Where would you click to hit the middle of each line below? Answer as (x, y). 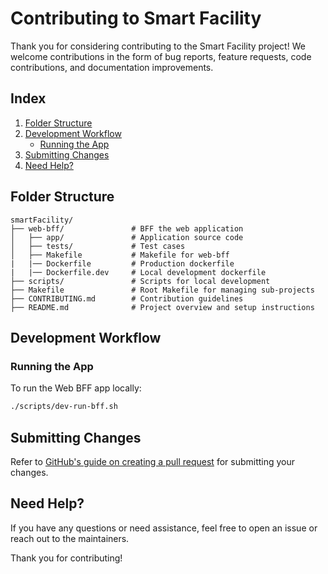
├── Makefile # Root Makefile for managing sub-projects (162, 290)
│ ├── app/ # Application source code (127, 237)
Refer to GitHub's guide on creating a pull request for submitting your (153, 461)
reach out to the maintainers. (70, 538)
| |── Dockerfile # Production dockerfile (122, 263)
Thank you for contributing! (66, 558)
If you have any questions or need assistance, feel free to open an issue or (164, 528)
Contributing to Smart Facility (136, 18)
